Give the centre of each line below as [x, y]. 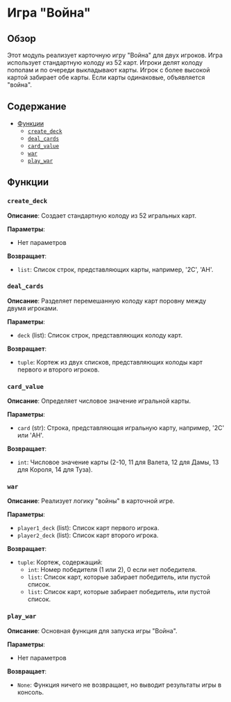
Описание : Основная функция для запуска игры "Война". [93, 630]
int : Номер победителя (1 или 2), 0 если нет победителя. [112, 570]
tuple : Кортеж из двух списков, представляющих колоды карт [110, 362]
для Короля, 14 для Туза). [55, 470]
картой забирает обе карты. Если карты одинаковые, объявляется [106, 77]
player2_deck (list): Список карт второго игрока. [88, 535]
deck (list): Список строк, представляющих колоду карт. [100, 335]
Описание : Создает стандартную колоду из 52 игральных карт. [102, 215]
